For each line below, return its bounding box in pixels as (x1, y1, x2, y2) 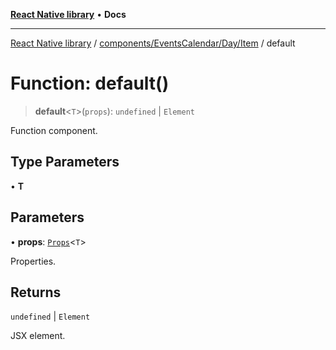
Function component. (10, 124, 98, 136)
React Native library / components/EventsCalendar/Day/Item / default (10, 37, 296, 49)
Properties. (10, 255, 57, 267)
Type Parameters (10, 154, 120, 171)
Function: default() (10, 72, 170, 95)
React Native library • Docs (10, 9, 127, 20)
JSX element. (10, 330, 66, 342)
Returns (10, 284, 62, 301)
